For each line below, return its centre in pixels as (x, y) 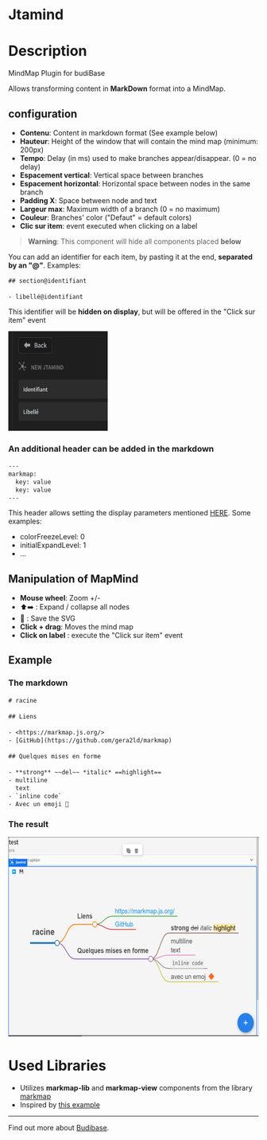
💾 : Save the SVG (47, 618)
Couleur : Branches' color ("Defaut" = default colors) (106, 217)
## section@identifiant (48, 280)
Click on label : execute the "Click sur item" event (101, 636)
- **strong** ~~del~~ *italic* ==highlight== (85, 772)
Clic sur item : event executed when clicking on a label (108, 225)
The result (29, 824)
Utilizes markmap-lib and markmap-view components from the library (136, 1087)
